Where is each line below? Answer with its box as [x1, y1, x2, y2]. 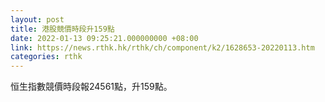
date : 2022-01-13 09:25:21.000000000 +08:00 [10, 33, 199, 43]
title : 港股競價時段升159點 [10, 24, 115, 34]
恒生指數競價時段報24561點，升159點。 [10, 81, 173, 93]
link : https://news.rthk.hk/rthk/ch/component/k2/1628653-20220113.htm [10, 42, 315, 53]
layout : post [10, 14, 65, 25]
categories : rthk [10, 52, 83, 62]
